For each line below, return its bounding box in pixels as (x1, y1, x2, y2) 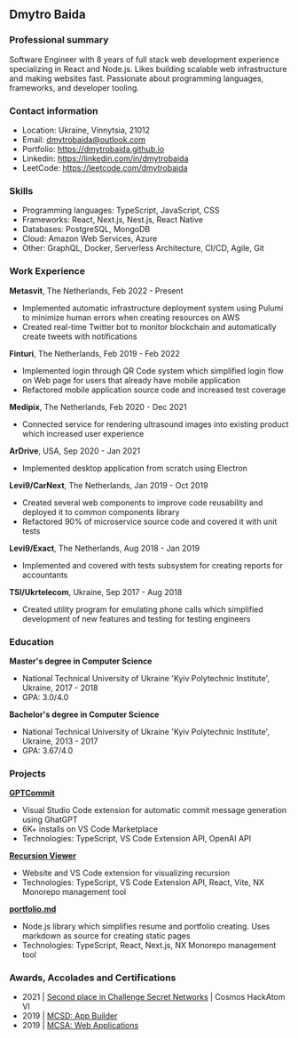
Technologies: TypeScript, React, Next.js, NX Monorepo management (21, 940, 277, 951)
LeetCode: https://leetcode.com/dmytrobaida (21, 162, 188, 173)
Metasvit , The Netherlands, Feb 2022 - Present (9, 285, 184, 296)
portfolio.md (9, 904, 57, 914)
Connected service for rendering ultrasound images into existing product (21, 418, 289, 430)
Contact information (9, 104, 99, 117)
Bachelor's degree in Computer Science (9, 709, 160, 720)
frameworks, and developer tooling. (9, 82, 140, 93)
